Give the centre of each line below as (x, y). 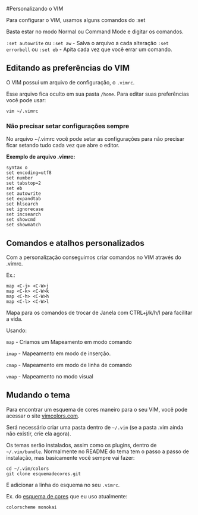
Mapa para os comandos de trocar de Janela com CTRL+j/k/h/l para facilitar (99, 312)
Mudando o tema (38, 395)
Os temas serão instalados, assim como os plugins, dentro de (81, 445)
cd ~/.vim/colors (28, 469)
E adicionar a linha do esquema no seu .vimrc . (63, 485)
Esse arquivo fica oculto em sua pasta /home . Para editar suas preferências (98, 94)
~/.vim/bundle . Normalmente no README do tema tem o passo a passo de (98, 451)
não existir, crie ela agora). (39, 434)
